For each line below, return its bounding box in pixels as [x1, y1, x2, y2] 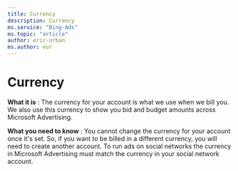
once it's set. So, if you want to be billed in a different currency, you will [7, 134, 217, 142]
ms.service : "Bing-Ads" [7, 24, 78, 31]
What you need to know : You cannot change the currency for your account [7, 126, 231, 135]
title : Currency [7, 10, 56, 18]
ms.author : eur [7, 43, 53, 51]
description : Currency [7, 17, 75, 24]
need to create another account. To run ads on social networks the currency [7, 142, 232, 150]
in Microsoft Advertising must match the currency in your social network [7, 149, 219, 157]
